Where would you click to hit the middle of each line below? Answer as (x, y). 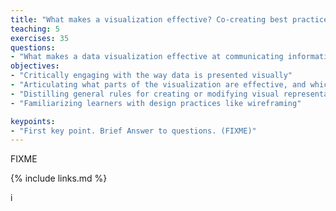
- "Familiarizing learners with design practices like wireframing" (156, 103)
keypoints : (33, 121)
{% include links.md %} (59, 178)
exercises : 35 (40, 38)
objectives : (35, 66)
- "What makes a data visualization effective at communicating (147, 57)
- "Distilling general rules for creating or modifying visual (145, 94)
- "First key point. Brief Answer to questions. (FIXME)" (133, 131)
